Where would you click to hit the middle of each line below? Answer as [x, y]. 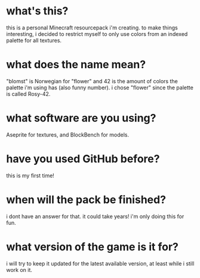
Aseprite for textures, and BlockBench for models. [68, 135]
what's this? [37, 11]
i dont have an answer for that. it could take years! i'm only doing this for [95, 216]
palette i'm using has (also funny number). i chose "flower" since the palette [100, 87]
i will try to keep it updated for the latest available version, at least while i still [100, 263]
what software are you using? [81, 118]
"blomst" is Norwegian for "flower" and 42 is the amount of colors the [92, 81]
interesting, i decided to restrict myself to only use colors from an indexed [97, 34]
